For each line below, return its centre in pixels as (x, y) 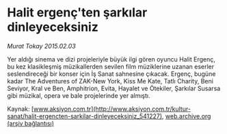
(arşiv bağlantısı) (31, 123)
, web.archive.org (186, 116)
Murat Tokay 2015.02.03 (42, 46)
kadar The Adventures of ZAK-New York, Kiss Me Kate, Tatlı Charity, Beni (110, 81)
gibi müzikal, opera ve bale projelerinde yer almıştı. (79, 95)
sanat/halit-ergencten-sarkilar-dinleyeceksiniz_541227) (85, 116)
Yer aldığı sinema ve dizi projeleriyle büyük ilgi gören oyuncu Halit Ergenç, (111, 59)
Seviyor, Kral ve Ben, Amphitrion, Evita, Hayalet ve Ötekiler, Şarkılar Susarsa (114, 88)
